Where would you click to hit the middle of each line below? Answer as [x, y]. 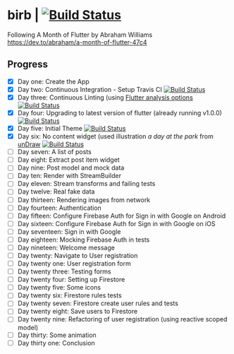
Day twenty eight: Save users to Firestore [78, 312]
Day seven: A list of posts [54, 152]
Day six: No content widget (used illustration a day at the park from [115, 136]
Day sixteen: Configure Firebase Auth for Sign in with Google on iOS [116, 223]
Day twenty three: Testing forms [64, 271]
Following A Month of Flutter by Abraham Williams [80, 35]
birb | [23, 15]
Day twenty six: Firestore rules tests [69, 295]
